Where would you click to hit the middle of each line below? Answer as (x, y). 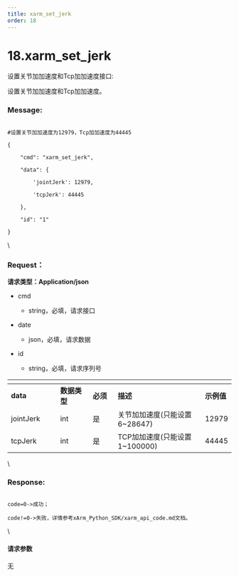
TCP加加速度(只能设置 (154, 437)
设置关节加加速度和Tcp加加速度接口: (60, 76)
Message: (25, 110)
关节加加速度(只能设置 (154, 415)
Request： (26, 265)
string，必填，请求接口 (62, 311)
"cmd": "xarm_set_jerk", (57, 157)
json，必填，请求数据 (59, 340)
